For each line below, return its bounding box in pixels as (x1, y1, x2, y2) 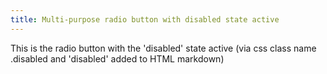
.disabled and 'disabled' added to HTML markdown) (10, 52, 225, 65)
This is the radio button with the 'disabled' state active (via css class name (10, 42, 317, 54)
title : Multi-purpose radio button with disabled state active (10, 14, 280, 25)
